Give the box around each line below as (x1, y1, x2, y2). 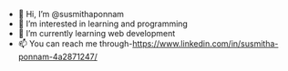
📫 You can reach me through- (17, 38, 133, 49)
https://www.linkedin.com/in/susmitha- (131, 38, 279, 49)
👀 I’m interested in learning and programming (17, 18, 189, 29)
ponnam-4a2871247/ (17, 51, 98, 62)
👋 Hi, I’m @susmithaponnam (17, 9, 125, 19)
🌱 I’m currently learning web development (17, 28, 176, 38)
